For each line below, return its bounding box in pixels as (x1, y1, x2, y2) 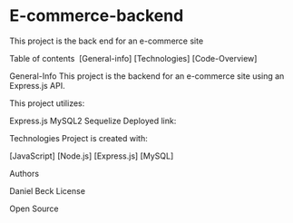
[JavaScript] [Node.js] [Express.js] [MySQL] (9, 150, 174, 161)
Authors (9, 168, 39, 179)
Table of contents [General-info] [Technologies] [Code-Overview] (9, 53, 258, 63)
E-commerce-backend (9, 5, 184, 26)
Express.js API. (9, 80, 65, 91)
